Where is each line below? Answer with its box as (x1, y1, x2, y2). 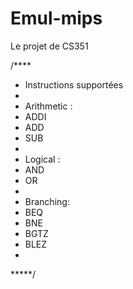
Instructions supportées (24, 78, 124, 91)
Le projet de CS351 (10, 40, 89, 52)
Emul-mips (10, 7, 103, 30)
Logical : (24, 153, 61, 165)
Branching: (24, 195, 70, 207)
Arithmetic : (24, 100, 73, 112)
